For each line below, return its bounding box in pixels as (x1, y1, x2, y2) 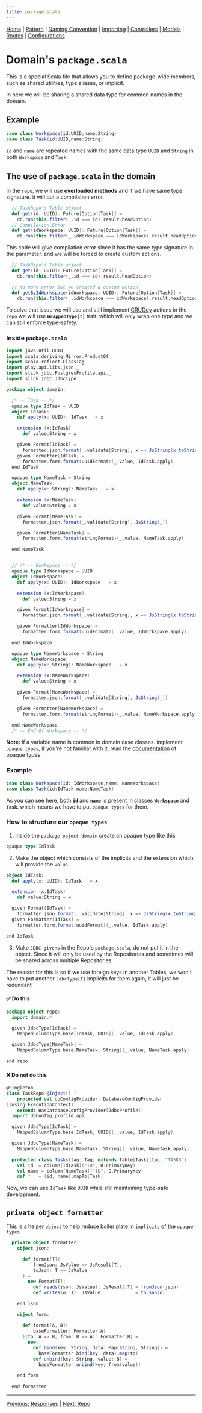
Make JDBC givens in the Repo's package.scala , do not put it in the (14, 944, 179, 951)
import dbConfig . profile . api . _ (11, 1113, 90, 1119)
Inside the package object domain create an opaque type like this (14, 832, 176, 839)
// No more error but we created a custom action (11, 284, 138, 290)
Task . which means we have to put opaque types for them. (6, 803, 149, 810)
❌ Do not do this (6, 1071, 47, 1079)
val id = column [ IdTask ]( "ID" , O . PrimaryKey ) (17, 1162, 136, 1168)
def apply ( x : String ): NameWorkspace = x (17, 662, 128, 668)
